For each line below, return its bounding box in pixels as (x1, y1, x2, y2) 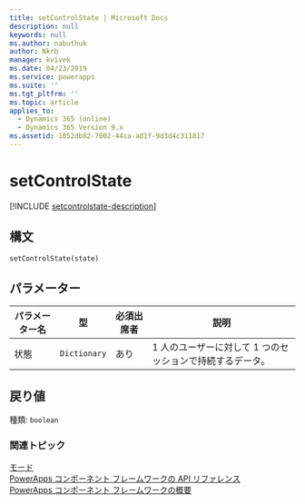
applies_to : (9, 106, 54, 115)
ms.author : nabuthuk (9, 38, 88, 48)
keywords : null (9, 30, 67, 39)
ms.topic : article (9, 97, 79, 107)
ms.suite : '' (9, 81, 59, 90)
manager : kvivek (9, 55, 71, 64)
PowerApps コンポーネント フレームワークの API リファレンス (9, 473, 241, 484)
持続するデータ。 (197, 355, 271, 368)
